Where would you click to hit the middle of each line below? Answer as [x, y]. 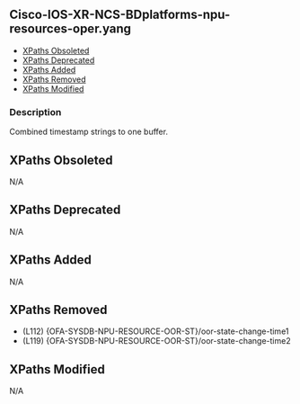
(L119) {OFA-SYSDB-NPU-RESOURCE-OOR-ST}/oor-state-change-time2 [156, 341]
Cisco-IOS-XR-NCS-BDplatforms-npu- [120, 15]
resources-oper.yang [71, 29]
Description [35, 112]
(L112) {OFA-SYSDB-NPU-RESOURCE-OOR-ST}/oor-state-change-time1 [155, 331]
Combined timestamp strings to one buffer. [89, 132]
